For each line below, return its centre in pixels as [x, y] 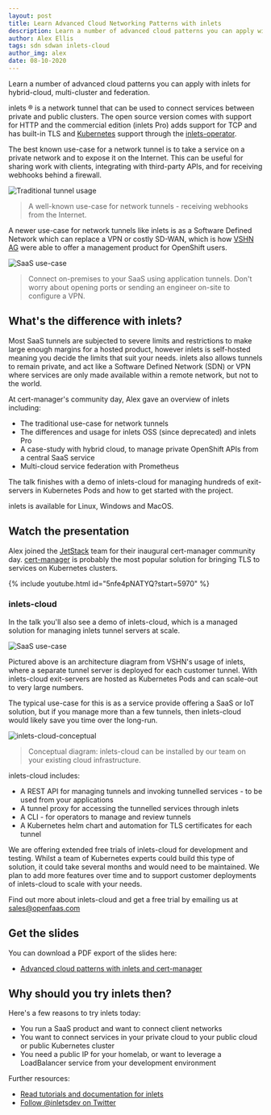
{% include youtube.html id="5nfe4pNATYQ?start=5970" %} [109, 583]
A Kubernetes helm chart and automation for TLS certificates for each [136, 825]
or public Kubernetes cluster [67, 1046]
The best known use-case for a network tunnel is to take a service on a [127, 149]
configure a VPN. [57, 296]
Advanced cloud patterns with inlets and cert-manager [111, 968]
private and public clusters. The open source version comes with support [130, 116]
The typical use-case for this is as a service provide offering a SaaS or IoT [131, 703]
